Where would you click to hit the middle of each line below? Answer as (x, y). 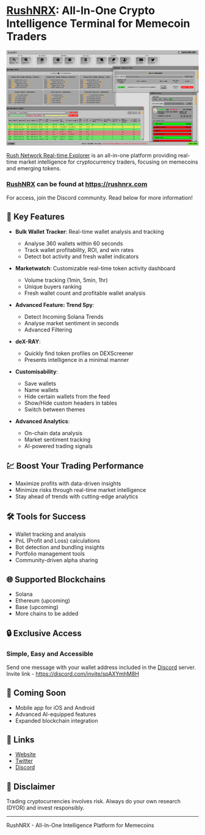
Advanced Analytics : (42, 421)
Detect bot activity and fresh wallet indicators (81, 256)
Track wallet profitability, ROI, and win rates (79, 250)
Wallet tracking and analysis (50, 534)
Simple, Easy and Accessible (50, 654)
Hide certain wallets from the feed (67, 396)
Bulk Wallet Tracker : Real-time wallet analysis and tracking (90, 231)
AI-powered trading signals (58, 446)
